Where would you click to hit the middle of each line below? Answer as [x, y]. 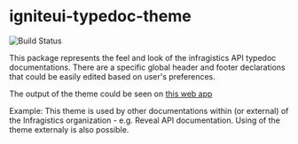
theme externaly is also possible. [69, 129]
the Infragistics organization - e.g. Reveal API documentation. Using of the [145, 120]
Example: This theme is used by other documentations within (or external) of [149, 110]
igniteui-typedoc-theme [101, 16]
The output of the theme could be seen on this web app [111, 94]
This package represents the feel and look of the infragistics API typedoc [143, 57]
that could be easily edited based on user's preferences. [112, 76]
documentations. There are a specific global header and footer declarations [147, 67]
